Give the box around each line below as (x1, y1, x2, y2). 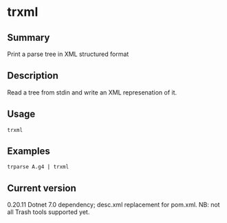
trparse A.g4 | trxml (7, 164, 69, 171)
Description (7, 70, 58, 81)
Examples (7, 146, 50, 157)
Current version (7, 182, 77, 194)
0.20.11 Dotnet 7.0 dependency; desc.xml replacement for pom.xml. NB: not (7, 201, 220, 209)
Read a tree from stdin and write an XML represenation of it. (7, 88, 177, 97)
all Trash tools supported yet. (7, 208, 90, 216)
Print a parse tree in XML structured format (7, 50, 129, 58)
